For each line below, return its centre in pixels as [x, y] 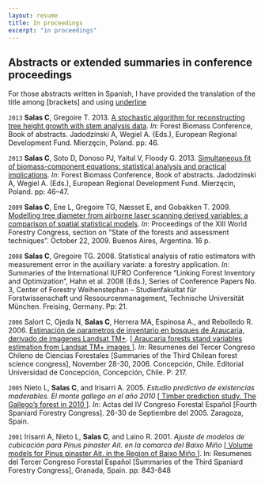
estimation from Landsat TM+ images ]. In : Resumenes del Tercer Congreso [132, 347]
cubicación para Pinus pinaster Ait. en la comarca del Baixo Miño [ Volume [131, 445]
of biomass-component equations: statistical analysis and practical [117, 166]
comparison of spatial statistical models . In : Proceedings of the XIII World [128, 224]
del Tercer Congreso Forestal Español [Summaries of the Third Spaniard [126, 462]
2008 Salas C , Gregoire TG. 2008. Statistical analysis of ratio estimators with [132, 256]
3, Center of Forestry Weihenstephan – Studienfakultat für [102, 290]
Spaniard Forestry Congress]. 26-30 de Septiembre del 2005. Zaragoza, [126, 413]
